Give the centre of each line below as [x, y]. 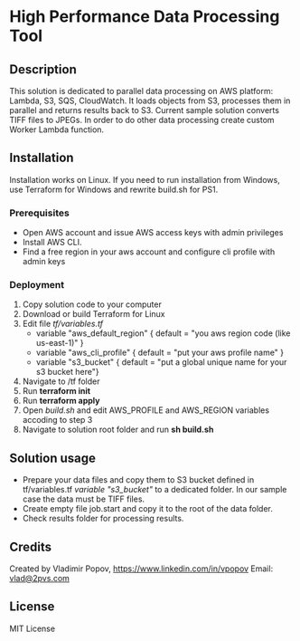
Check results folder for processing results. [103, 519]
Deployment [37, 285]
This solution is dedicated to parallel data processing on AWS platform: [141, 91]
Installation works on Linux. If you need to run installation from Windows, [145, 179]
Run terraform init [56, 391]
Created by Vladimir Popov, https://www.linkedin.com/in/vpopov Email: [141, 569]
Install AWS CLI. [52, 243]
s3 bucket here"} [67, 372]
